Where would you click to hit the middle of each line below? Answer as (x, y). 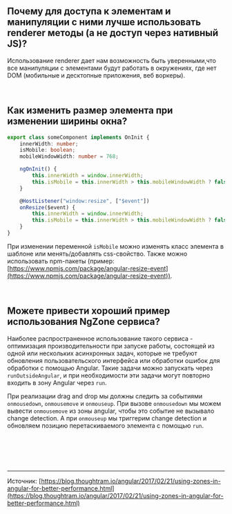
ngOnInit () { (38, 169)
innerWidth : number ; (49, 144)
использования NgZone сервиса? (84, 322)
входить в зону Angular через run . (57, 382)
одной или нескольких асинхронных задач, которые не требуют (103, 353)
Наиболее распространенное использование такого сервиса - (100, 338)
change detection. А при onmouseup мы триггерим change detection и (107, 418)
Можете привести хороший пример (89, 311)
